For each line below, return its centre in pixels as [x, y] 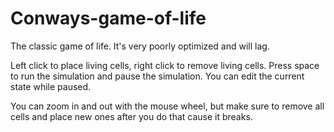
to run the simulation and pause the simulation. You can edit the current [157, 76]
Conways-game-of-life [108, 18]
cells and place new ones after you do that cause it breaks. [131, 116]
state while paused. [51, 86]
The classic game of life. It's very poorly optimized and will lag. [140, 46]
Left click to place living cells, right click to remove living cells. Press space [165, 65]
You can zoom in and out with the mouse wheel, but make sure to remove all [167, 106]
